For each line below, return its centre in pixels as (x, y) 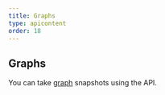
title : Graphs (32, 16)
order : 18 (25, 31)
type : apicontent (37, 23)
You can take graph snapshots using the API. (82, 83)
